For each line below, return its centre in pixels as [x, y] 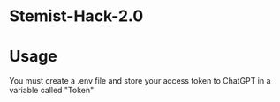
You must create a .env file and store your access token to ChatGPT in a [140, 81]
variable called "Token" [52, 91]
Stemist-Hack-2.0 [76, 16]
